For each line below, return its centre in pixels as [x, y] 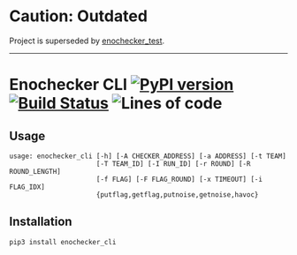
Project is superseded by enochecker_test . [87, 41]
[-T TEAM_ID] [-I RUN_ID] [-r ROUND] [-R [173, 164]
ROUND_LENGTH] [35, 171]
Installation [41, 222]
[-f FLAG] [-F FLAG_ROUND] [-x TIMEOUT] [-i [179, 179]
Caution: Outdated [79, 16]
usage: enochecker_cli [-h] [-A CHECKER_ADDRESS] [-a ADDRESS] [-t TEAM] [148, 156]
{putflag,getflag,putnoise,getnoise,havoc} [177, 195]
